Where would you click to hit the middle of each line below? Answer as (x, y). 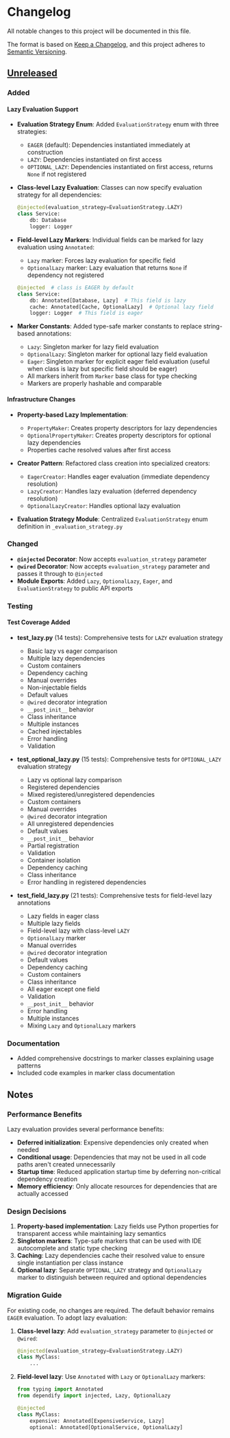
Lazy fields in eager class (63, 916)
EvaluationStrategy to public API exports (75, 588)
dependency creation (47, 1179)
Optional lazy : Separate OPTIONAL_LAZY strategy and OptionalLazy (109, 1270)
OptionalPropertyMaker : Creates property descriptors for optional (119, 435)
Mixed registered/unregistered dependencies (91, 794)
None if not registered (57, 174)
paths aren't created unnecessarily (66, 1164)
